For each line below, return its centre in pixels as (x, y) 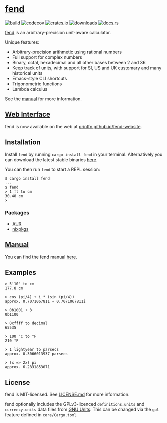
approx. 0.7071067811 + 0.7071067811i (45, 302)
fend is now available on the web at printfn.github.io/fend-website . (74, 126)
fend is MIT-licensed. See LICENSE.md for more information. (67, 395)
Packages (17, 213)
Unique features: (22, 42)
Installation (23, 143)
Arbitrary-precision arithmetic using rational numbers (67, 52)
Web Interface (28, 115)
